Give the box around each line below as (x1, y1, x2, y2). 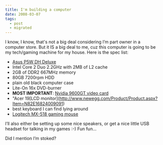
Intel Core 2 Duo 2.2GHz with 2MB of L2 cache (12, 64, 108, 70)
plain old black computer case (12, 80, 74, 86)
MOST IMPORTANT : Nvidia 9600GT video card (12, 90, 109, 96)
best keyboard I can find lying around (12, 106, 89, 112)
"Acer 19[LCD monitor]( (12, 95, 60, 101)
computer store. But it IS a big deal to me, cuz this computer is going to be (5, 44, 156, 50)
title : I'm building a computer (5, 7, 71, 12)
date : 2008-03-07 (5, 12, 41, 17)
